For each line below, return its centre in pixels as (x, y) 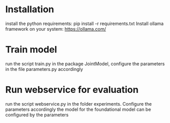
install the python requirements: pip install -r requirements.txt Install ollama (84, 23)
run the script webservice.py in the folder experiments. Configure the (79, 104)
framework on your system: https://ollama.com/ (56, 29)
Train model (31, 50)
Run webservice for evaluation (72, 90)
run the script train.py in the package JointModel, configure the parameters (85, 64)
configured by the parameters (37, 115)
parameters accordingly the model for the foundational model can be (78, 109)
